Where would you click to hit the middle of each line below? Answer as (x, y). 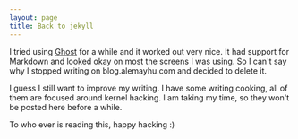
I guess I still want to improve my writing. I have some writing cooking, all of (149, 88)
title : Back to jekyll (51, 26)
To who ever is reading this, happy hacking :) (92, 124)
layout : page (34, 17)
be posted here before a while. (66, 107)
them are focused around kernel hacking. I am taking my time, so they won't (149, 97)
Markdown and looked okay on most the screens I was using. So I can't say (148, 61)
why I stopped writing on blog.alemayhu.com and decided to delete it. (138, 70)
